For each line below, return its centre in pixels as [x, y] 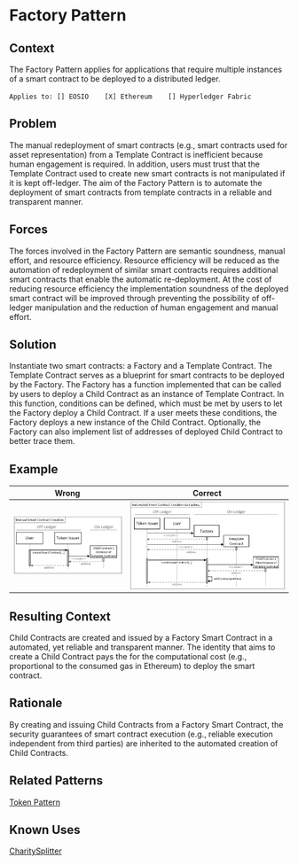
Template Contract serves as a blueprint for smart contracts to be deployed [147, 375]
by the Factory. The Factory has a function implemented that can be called [145, 385]
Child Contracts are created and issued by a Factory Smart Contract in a [141, 637]
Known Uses [45, 830]
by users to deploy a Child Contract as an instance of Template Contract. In [147, 394]
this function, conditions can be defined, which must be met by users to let [146, 403]
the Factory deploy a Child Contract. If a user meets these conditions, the [143, 413]
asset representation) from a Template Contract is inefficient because [136, 154]
